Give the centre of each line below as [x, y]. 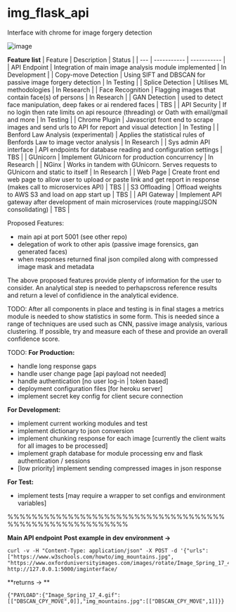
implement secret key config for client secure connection [100, 396]
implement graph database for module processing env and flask [110, 453]
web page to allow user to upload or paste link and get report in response [113, 179]
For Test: [20, 482]
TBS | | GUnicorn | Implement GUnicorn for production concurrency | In [111, 157]
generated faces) [42, 251]
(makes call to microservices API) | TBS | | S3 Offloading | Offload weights [115, 187]
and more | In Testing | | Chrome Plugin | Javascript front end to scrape [111, 119]
